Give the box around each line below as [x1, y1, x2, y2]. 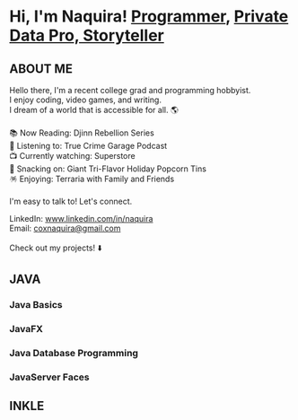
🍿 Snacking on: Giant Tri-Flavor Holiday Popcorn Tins [9, 163, 206, 174]
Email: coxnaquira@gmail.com [9, 223, 121, 233]
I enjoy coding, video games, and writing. [9, 94, 162, 105]
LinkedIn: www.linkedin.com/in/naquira [9, 214, 153, 223]
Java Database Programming [9, 347, 139, 360]
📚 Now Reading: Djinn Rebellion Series [9, 127, 154, 138]
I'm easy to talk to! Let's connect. [9, 196, 133, 206]
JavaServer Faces [9, 371, 90, 383]
